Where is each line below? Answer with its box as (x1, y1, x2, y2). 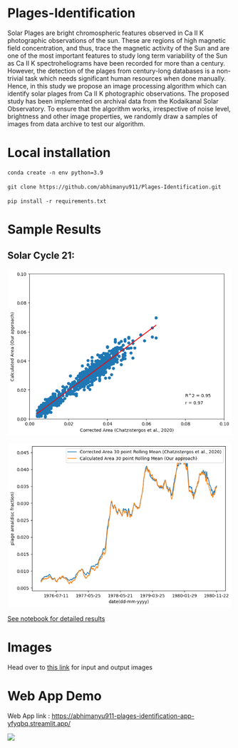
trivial (7, 74, 24, 83)
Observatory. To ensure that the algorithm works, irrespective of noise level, (7, 104, 231, 113)
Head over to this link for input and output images (7, 662, 153, 672)
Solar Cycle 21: (7, 250, 75, 262)
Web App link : (7, 712, 51, 720)
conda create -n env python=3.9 (7, 169, 103, 176)
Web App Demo (7, 688, 102, 704)
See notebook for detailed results (7, 614, 105, 622)
